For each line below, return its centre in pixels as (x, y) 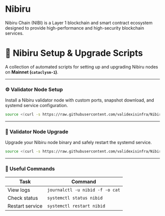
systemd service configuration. (37, 106)
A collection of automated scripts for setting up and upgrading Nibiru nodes (82, 67)
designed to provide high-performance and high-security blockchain (75, 28)
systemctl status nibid (75, 198)
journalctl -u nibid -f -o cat (84, 190)
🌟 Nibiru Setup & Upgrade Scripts (74, 53)
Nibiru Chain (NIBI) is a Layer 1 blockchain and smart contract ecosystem (79, 23)
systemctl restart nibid (76, 206)
